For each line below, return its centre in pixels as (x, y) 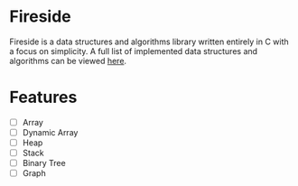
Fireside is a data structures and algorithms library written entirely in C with (149, 42)
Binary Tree (44, 163)
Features (43, 98)
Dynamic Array (50, 132)
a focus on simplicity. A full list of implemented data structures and (134, 51)
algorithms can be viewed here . (68, 60)
